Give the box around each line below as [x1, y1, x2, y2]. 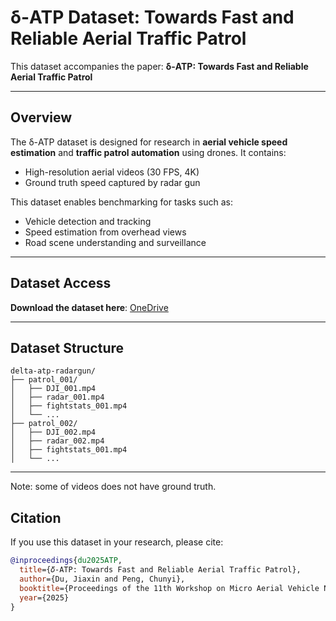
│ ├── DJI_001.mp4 [10, 384, 97, 394]
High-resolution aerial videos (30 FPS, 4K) [24, 166, 200, 178]
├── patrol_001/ [10, 375, 78, 385]
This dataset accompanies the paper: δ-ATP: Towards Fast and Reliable [10, 60, 309, 72]
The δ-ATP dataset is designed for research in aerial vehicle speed [10, 136, 288, 148]
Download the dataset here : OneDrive [10, 301, 169, 313]
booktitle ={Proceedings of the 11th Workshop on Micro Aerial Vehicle [19, 583, 320, 593]
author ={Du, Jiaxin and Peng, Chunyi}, [19, 574, 186, 584]
